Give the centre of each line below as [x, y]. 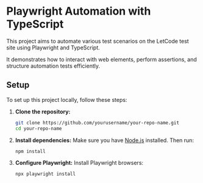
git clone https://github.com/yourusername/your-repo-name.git [97, 123]
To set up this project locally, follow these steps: [67, 99]
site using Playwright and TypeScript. [53, 48]
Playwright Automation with [79, 11]
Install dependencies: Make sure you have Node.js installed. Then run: [104, 140]
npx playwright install [45, 174]
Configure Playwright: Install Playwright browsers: [79, 163]
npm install [30, 151]
